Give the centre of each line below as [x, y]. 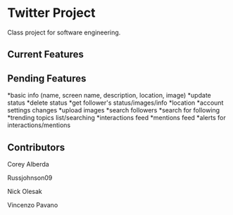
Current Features [46, 54]
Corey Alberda [28, 164]
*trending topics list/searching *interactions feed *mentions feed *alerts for [117, 118]
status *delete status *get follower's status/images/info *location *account [115, 103]
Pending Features [47, 78]
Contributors [36, 147]
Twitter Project [52, 13]
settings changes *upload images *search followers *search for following [114, 110]
